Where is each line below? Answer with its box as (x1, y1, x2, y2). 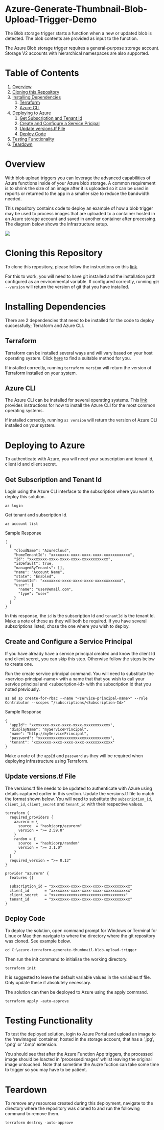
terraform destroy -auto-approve (5, 1120, 73, 1126)
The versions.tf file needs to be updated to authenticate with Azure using (5, 785, 153, 791)
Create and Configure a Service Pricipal (19, 120, 100, 126)
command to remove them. (5, 1111, 60, 1117)
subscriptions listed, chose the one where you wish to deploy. (5, 623, 130, 629)
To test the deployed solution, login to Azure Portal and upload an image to (5, 1031, 156, 1037)
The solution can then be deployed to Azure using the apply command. (5, 989, 148, 995)
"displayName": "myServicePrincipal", (9, 727, 89, 732)
